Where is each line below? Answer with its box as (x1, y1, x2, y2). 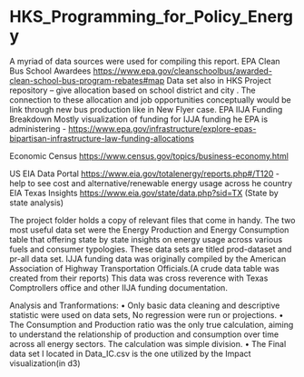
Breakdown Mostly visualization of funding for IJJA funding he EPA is (9, 114, 269, 124)
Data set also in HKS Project (166, 74, 272, 85)
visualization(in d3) (9, 357, 81, 369)
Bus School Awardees (9, 65, 92, 76)
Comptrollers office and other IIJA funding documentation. (9, 282, 229, 293)
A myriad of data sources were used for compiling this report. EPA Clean (9, 55, 280, 66)
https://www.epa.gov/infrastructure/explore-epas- (67, 123, 257, 134)
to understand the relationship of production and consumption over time (9, 329, 279, 340)
